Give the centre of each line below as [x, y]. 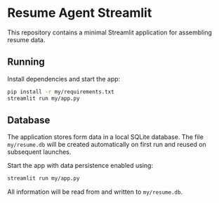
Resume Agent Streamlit [80, 13]
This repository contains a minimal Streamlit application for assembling [110, 32]
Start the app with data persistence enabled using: [80, 166]
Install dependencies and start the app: [64, 79]
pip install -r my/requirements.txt [61, 92]
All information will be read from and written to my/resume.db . [95, 192]
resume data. [26, 39]
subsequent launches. [39, 152]
